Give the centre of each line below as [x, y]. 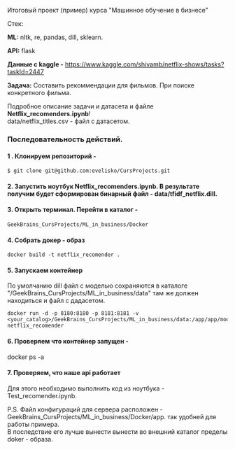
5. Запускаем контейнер [45, 270]
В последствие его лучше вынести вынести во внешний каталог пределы [117, 431]
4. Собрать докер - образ [46, 240]
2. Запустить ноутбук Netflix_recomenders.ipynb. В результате [104, 186]
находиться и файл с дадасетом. [56, 301]
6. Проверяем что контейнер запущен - [68, 341]
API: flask [21, 51]
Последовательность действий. [65, 139]
